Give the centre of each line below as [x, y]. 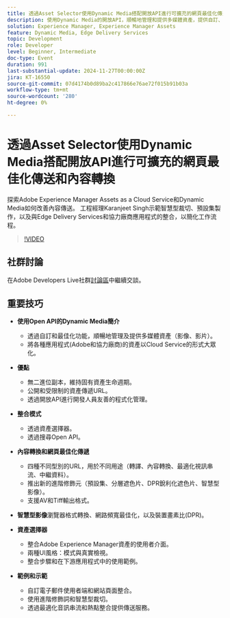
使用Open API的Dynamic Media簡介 [68, 321]
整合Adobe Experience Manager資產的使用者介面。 [100, 544]
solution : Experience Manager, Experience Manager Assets [91, 26]
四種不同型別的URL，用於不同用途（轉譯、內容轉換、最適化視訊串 [120, 466]
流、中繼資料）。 [50, 475]
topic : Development [35, 39]
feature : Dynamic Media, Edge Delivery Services [78, 33]
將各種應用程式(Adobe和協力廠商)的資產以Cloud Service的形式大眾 [122, 344]
